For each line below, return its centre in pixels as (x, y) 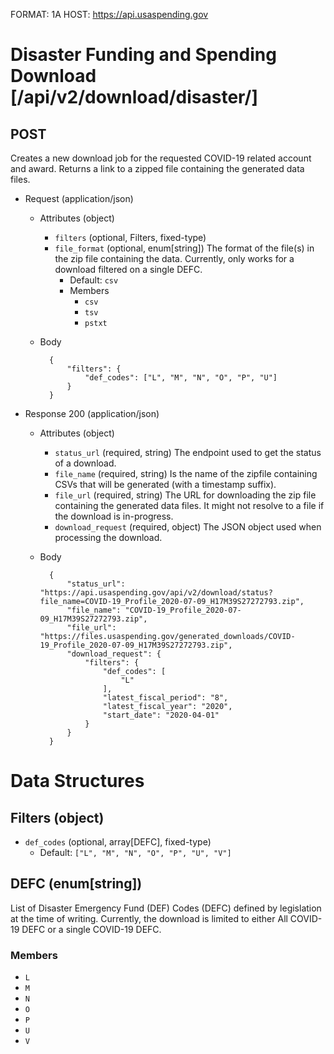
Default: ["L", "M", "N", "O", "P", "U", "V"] (135, 852)
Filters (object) (57, 817)
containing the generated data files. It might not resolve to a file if (189, 505)
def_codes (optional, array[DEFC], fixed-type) (118, 842)
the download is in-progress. (114, 516)
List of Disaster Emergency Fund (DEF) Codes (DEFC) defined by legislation (166, 908)
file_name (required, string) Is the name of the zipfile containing (186, 473)
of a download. (85, 463)
